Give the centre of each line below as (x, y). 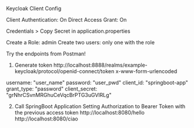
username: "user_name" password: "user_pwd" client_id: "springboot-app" (97, 82)
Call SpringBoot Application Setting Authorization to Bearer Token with (100, 106)
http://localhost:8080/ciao (46, 119)
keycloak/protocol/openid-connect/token (64, 71)
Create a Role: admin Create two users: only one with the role (80, 42)
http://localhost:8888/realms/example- (101, 65)
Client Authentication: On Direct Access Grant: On (66, 20)
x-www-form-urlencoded (146, 71)
